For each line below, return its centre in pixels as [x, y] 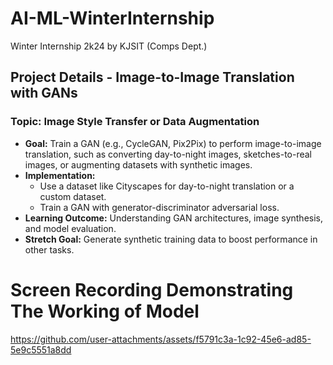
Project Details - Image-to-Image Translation [152, 77]
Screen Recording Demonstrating [152, 289]
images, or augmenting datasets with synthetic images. [138, 164]
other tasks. [49, 249]
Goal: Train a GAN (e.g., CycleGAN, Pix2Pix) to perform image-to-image [173, 143]
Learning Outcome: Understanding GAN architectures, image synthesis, [174, 218]
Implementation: [60, 175]
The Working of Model [105, 311]
